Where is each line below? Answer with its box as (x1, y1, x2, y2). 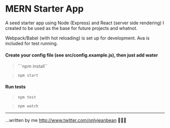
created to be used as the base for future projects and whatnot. (5, 25, 138, 31)
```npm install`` (17, 63, 48, 69)
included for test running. (5, 40, 58, 46)
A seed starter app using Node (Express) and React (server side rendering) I (5, 20, 164, 26)
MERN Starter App (5, 3, 84, 15)
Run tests (5, 83, 26, 90)
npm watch (17, 104, 39, 109)
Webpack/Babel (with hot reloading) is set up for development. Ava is (5, 35, 150, 41)
